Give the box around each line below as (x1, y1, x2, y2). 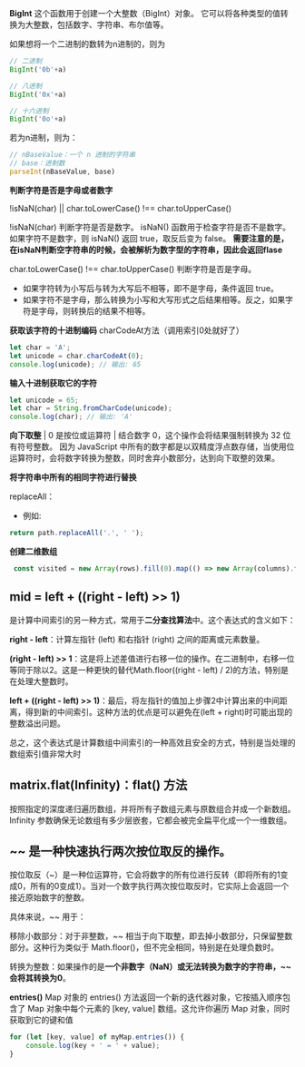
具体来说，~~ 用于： (9, 911, 86, 923)
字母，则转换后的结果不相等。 (38, 305, 151, 316)
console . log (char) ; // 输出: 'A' (9, 412, 133, 422)
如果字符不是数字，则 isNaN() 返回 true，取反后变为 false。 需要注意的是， (9, 232, 289, 243)
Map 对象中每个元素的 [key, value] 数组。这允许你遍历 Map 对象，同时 (26, 1003, 290, 1014)
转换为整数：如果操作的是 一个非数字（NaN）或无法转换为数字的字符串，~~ (9, 961, 292, 973)
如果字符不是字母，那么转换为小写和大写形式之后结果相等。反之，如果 (22, 294, 286, 305)
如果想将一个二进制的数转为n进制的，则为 (9, 39, 166, 49)
